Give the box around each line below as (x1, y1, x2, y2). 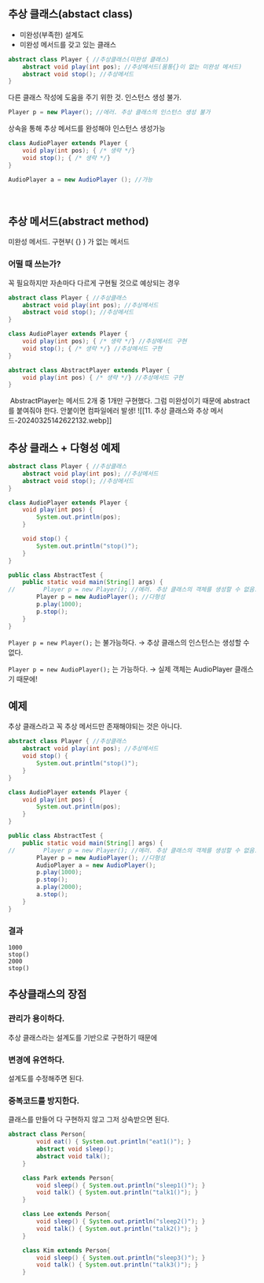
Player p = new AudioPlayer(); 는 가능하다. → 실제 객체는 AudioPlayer (8, 664, 233, 674)
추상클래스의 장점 (8, 987, 87, 1001)
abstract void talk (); (36, 1152, 111, 1160)
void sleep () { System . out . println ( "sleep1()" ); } (36, 1181, 206, 1189)
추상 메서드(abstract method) (8, 214, 149, 228)
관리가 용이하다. (8, 1013, 65, 1025)
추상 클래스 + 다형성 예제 (8, 441, 120, 455)
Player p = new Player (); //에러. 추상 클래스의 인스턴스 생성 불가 (8, 109, 211, 117)
